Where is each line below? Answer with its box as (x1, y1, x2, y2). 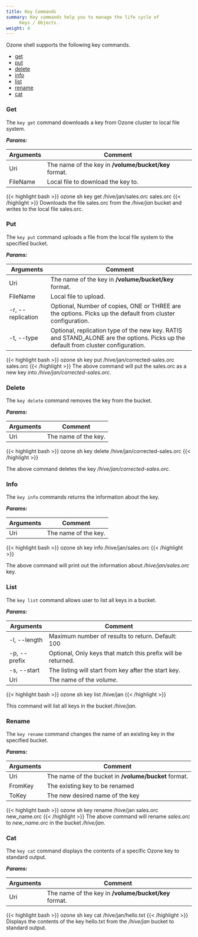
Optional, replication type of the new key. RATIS (50, 326, 183, 334)
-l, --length (9, 635, 43, 644)
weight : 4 (6, 25, 31, 31)
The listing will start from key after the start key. (49, 666, 181, 674)
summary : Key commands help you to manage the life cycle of (6, 14, 160, 20)
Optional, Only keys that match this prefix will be (49, 649, 183, 657)
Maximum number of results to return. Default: (49, 632, 177, 640)
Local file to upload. (50, 292, 105, 301)
